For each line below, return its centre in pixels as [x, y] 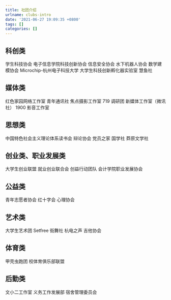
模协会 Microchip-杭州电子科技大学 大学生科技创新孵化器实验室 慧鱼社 [79, 70]
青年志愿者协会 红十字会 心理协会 [40, 200]
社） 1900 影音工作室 [27, 107]
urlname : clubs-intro [28, 15]
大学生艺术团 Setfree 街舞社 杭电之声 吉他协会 [53, 230]
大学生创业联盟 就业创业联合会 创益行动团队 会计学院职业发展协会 [74, 169]
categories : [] [21, 29]
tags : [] [15, 24]
